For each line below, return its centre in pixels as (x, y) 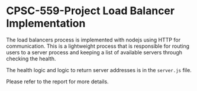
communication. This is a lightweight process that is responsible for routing (98, 46)
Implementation (46, 23)
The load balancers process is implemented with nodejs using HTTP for (93, 40)
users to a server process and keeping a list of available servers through (94, 52)
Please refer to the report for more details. (57, 82)
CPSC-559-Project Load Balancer (91, 11)
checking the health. (31, 58)
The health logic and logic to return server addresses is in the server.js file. (99, 70)
